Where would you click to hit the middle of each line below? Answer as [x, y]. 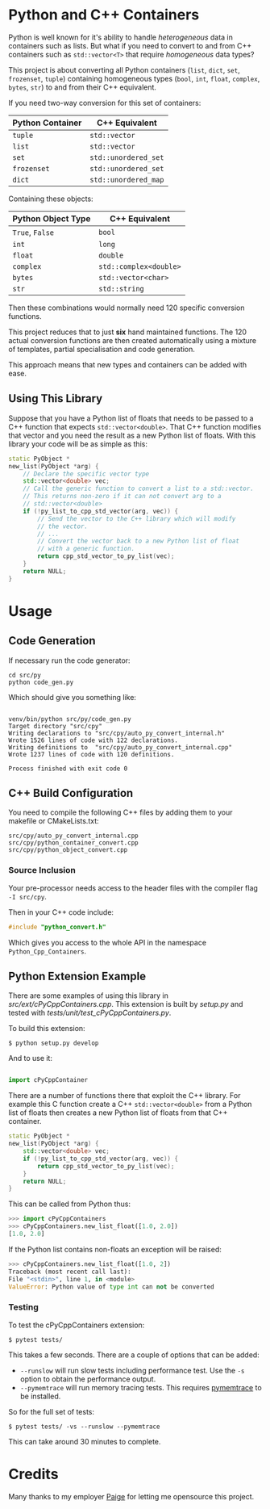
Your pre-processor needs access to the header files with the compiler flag [133, 888]
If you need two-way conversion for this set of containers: [105, 103]
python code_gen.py [41, 682]
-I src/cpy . [27, 896]
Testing [23, 1307]
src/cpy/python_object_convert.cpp [68, 850]
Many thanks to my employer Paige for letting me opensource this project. [131, 1496]
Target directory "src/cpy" [56, 726]
